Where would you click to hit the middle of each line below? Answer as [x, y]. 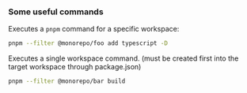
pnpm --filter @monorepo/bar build [67, 81]
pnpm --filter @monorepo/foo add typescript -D [88, 43]
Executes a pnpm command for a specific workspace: [94, 29]
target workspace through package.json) [75, 67]
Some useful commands [56, 12]
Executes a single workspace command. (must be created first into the [123, 58]
